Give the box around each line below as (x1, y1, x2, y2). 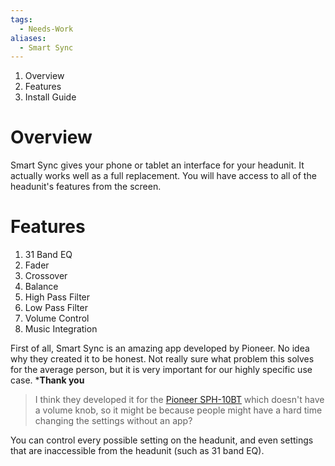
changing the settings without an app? (34, 415, 193, 427)
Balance (24, 281, 59, 293)
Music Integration (24, 323, 98, 335)
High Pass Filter (24, 291, 91, 303)
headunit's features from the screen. (10, 181, 162, 193)
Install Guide (24, 91, 77, 103)
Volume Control (24, 312, 90, 325)
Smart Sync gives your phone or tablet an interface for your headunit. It (10, 159, 305, 171)
